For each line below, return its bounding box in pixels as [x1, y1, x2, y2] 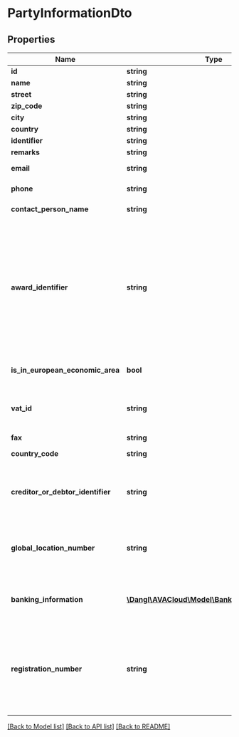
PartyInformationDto [7, 5, 133, 21]
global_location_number [11, 543, 95, 553]
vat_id [11, 403, 32, 413]
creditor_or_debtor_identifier [11, 487, 111, 497]
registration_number [11, 664, 83, 674]
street [11, 90, 32, 99]
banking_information [11, 595, 83, 604]
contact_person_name [11, 204, 89, 214]
